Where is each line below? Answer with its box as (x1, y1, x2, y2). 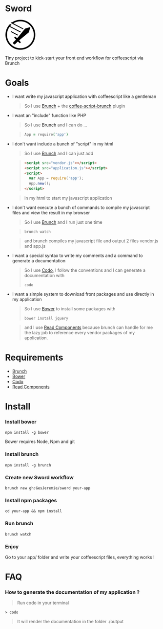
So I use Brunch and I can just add (24, 150, 94, 156)
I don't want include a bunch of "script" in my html (12, 140, 114, 147)
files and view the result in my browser (12, 210, 90, 215)
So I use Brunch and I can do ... (24, 122, 88, 128)
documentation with (24, 273, 65, 278)
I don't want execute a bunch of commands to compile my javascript (12, 205, 150, 210)
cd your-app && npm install (5, 509, 62, 514)
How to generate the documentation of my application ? (5, 589, 140, 596)
